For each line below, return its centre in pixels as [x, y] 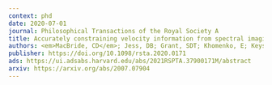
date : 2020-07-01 [38, 23]
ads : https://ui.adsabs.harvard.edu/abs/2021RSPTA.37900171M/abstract [130, 62]
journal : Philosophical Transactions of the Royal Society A [114, 31]
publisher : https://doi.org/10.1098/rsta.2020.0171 [97, 53]
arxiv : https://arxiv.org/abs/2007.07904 [79, 69]
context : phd [30, 16]
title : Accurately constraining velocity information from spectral [126, 38]
